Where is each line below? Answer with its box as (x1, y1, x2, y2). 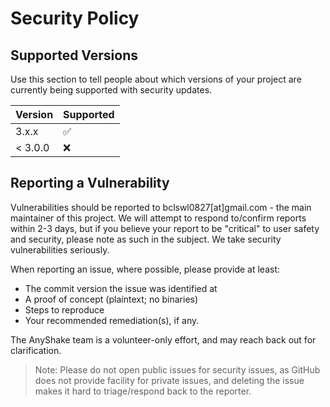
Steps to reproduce (24, 303, 105, 316)
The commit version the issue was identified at (24, 282, 218, 294)
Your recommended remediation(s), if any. (24, 314, 200, 326)
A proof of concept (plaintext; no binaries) (24, 293, 199, 305)
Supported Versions (10, 47, 138, 64)
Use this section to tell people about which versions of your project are (10, 73, 302, 85)
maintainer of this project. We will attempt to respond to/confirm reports (10, 212, 307, 224)
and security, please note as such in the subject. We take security (10, 233, 282, 245)
